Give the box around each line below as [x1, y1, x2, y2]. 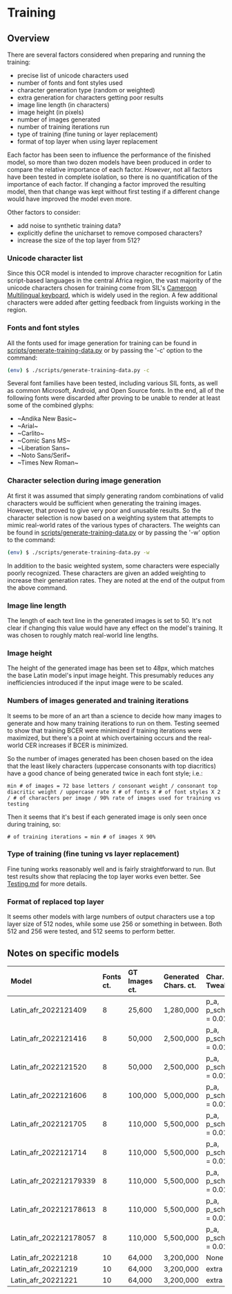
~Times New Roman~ [17, 458, 79, 467]
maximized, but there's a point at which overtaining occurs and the [7, 733, 197, 742]
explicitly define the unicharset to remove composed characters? [17, 229, 202, 237]
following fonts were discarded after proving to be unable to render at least [7, 394, 221, 402]
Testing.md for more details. [7, 879, 88, 888]
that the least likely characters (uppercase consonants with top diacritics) [7, 762, 216, 770]
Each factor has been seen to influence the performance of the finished [7, 151, 211, 159]
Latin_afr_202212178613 [10, 1204, 96, 1214]
